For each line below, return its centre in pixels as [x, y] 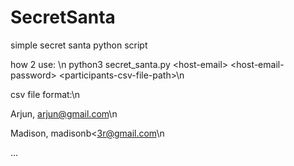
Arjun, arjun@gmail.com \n [64, 113]
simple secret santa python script [79, 45]
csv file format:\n [45, 94]
